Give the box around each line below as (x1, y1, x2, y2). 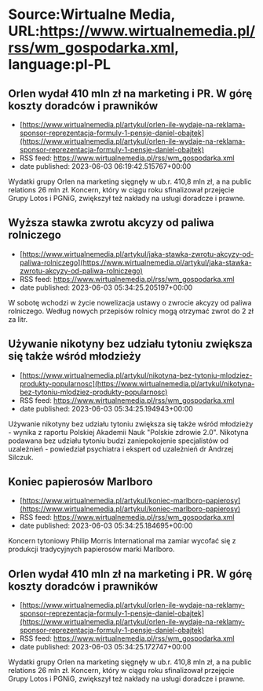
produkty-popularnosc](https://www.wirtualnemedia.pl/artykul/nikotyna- (19, 378, 255, 388)
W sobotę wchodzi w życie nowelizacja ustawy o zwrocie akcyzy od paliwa (8, 298, 252, 307)
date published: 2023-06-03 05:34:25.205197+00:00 (19, 283, 193, 292)
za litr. (8, 314, 28, 324)
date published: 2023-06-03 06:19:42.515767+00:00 (19, 162, 192, 170)
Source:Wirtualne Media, (8, 5, 175, 24)
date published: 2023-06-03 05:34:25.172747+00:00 (19, 642, 192, 652)
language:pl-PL (8, 56, 111, 74)
